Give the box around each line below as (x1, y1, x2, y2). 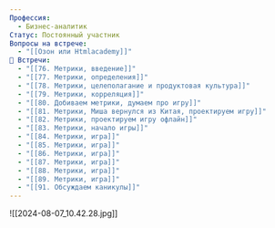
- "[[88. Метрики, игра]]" (17, 166, 120, 175)
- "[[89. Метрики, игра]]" (17, 174, 120, 183)
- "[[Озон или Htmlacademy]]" (17, 47, 132, 57)
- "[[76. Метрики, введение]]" (17, 65, 137, 74)
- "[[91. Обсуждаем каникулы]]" (17, 183, 141, 192)
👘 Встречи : (9, 56, 51, 65)
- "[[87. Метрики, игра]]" (17, 157, 120, 167)
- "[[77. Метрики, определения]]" (17, 73, 148, 82)
